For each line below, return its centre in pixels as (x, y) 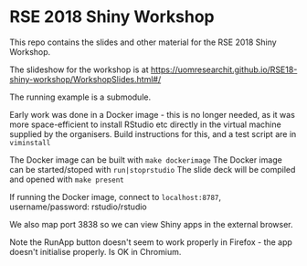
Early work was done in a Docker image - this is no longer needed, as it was (152, 114)
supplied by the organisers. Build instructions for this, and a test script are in (153, 133)
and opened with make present (67, 179)
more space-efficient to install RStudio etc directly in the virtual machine (145, 124)
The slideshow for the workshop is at (79, 69)
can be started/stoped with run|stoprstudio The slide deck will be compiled (153, 169)
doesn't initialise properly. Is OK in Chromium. (95, 251)
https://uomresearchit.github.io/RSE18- (224, 69)
